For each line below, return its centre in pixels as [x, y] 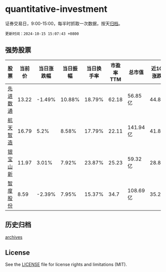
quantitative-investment [56, 9]
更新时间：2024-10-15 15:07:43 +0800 [42, 34]
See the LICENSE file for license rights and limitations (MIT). [66, 265]
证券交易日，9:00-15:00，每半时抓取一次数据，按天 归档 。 [64, 23]
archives [14, 237]
